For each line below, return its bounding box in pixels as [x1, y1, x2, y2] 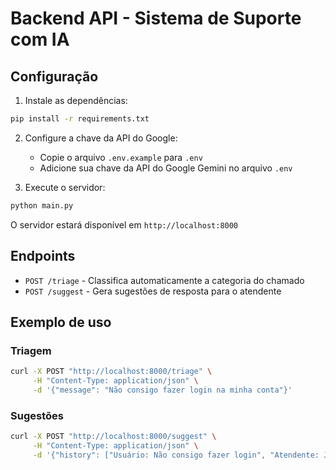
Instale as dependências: [24, 95, 128, 106]
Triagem [10, 343, 52, 357]
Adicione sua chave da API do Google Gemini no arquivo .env [39, 162, 293, 174]
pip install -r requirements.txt [10, 114, 150, 124]
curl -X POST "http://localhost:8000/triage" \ [10, 367, 213, 377]
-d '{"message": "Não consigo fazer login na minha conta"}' [32, 385, 293, 395]
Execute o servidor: [24, 181, 106, 193]
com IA [10, 28, 70, 51]
